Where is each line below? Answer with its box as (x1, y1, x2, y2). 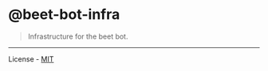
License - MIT (8, 54, 54, 64)
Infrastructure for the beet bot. (27, 32, 128, 41)
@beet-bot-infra (8, 6, 120, 24)
